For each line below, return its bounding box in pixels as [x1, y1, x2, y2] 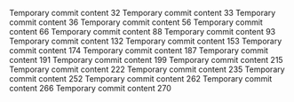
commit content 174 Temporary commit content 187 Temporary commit [9, 45, 269, 56]
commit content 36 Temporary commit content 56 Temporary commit [9, 17, 264, 27]
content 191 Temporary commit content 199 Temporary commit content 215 [9, 55, 283, 65]
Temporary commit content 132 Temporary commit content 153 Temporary [9, 35, 282, 46]
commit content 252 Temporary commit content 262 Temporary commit [9, 74, 273, 83]
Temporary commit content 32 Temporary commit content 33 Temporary [9, 8, 276, 18]
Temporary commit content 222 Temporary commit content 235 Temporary [9, 64, 286, 75]
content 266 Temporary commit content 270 [9, 83, 171, 93]
